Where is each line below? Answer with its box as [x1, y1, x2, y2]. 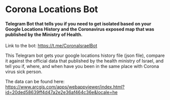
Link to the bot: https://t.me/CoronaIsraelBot [5, 43, 98, 49]
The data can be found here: [5, 79, 65, 85]
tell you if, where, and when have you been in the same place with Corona [5, 63, 159, 70]
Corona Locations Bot [5, 4, 98, 15]
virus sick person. [5, 69, 42, 75]
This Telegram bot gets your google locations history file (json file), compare [5, 52, 165, 59]
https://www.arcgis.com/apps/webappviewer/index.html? [5, 84, 125, 90]
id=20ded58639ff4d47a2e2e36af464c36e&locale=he [5, 89, 118, 95]
